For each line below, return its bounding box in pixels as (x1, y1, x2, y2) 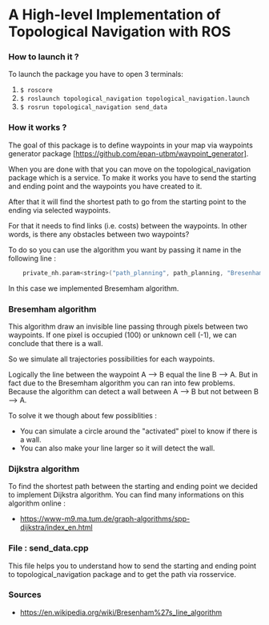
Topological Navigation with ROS (8, 22, 231, 41)
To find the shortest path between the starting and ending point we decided (8, 482, 259, 491)
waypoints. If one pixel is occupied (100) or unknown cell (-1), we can (8, 330, 238, 340)
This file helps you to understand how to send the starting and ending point (8, 561, 257, 571)
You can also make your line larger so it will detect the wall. (19, 443, 215, 453)
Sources (8, 589, 42, 600)
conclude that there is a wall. (8, 338, 104, 348)
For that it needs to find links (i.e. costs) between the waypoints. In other (8, 220, 247, 230)
